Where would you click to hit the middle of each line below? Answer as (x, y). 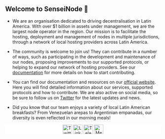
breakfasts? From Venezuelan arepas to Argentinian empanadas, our (82, 112)
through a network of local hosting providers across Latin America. (80, 42)
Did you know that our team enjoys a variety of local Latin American (81, 107)
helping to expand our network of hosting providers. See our (74, 67)
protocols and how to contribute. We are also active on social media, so (85, 92)
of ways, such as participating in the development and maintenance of (84, 57)
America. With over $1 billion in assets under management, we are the (83, 26)
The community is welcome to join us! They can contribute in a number (84, 51)
